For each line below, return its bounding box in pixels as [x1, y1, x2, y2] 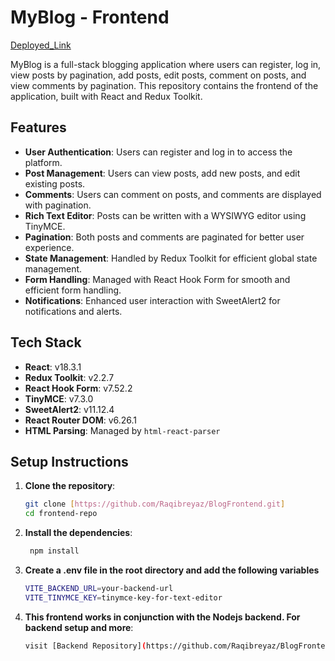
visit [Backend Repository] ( [24, 641, 147, 651]
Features [10, 119, 67, 136]
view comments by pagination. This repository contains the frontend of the [10, 79, 319, 91]
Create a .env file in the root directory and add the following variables [24, 564, 320, 576]
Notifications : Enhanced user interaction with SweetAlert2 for [24, 294, 281, 306]
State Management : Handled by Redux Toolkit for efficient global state [24, 252, 318, 264]
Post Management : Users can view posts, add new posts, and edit [24, 167, 301, 179]
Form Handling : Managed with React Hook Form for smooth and [24, 273, 291, 285]
